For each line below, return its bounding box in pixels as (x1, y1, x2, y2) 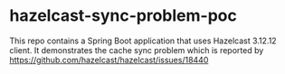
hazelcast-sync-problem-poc (9, 5, 237, 26)
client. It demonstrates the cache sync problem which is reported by (9, 44, 264, 55)
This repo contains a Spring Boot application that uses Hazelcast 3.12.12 (9, 35, 278, 46)
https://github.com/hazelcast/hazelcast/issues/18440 (9, 54, 209, 65)
